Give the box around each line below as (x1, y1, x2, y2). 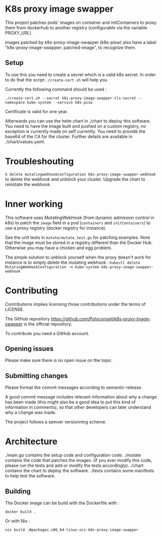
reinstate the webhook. (5, 181, 51, 187)
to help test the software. (5, 473, 56, 479)
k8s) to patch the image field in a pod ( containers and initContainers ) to (5, 219, 151, 225)
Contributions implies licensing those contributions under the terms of (5, 301, 146, 307)
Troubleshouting (5, 156, 74, 167)
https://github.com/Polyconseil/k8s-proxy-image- (51, 316, 151, 321)
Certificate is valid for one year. (5, 108, 68, 114)
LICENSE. (5, 306, 24, 312)
